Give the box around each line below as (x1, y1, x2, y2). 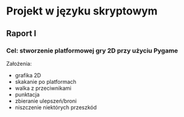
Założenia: (6, 60, 32, 67)
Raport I (6, 28, 37, 39)
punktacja (14, 90, 40, 98)
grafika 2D (14, 71, 41, 79)
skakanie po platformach (14, 78, 77, 85)
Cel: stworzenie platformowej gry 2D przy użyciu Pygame (6, 46, 179, 55)
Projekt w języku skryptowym (6, 4, 158, 18)
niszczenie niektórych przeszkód (14, 104, 97, 111)
